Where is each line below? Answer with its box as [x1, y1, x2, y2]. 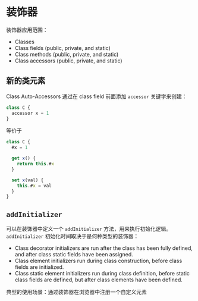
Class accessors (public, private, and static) [14, 57, 123, 64]
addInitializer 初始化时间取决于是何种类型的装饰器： [6, 233, 139, 240]
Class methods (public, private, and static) [14, 51, 119, 58]
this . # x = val [17, 183, 52, 189]
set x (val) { [11, 177, 44, 183]
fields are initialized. [14, 264, 64, 271]
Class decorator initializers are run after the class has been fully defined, [14, 244, 193, 252]
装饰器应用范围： [6, 26, 48, 33]
